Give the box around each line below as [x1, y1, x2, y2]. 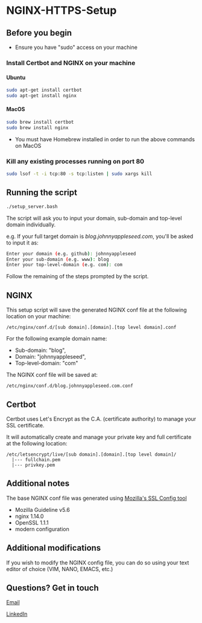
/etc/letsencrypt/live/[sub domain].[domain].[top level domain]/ [6, 451, 177, 458]
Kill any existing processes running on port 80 [6, 157, 145, 165]
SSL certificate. [6, 421, 45, 429]
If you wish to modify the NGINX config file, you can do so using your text [6, 559, 189, 566]
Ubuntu [6, 74, 26, 81]
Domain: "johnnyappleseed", [14, 353, 86, 360]
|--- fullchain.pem [11, 456, 61, 462]
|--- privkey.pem [11, 462, 55, 468]
